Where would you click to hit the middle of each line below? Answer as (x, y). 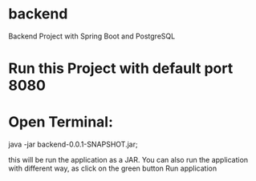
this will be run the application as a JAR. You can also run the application (128, 160)
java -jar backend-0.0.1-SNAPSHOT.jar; (73, 144)
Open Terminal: (61, 122)
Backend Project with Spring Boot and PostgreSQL (92, 36)
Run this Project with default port (121, 68)
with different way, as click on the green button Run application (113, 168)
